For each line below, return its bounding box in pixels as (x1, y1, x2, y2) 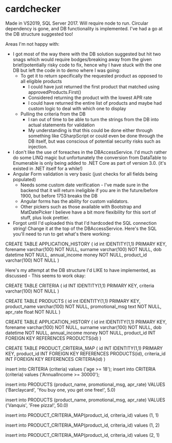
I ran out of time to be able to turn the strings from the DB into (28, 116, 159, 122)
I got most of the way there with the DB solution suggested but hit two (12, 51, 161, 57)
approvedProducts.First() (28, 89, 82, 95)
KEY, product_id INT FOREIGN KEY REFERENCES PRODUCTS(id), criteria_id (5, 350, 166, 357)
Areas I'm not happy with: (5, 41, 60, 47)
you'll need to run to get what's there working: (12, 230, 111, 237)
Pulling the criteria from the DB (20, 111, 86, 117)
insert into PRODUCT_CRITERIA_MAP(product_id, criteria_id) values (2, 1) (5, 432, 160, 438)
